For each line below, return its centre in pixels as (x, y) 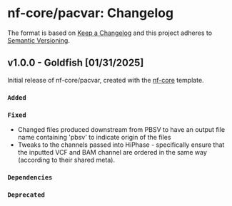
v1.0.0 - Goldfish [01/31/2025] (76, 63)
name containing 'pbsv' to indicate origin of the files (94, 137)
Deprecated (26, 195)
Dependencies (30, 177)
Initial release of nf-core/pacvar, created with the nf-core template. (106, 80)
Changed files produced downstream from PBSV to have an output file (121, 129)
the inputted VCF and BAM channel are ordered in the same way (112, 152)
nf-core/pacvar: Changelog (90, 13)
